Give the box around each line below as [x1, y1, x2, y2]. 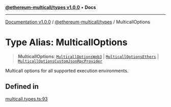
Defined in [5, 82, 39, 91]
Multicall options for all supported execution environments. [5, 67, 129, 74]
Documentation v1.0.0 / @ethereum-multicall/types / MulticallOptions [5, 19, 150, 25]
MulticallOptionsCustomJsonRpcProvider [17, 58, 103, 64]
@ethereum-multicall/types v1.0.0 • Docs [5, 5, 96, 10]
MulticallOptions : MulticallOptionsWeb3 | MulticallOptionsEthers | [17, 53, 159, 59]
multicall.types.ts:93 [5, 96, 48, 102]
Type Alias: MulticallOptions [5, 37, 128, 48]
